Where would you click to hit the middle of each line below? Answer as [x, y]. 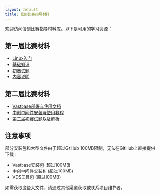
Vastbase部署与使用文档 [36, 106]
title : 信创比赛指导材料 [27, 14]
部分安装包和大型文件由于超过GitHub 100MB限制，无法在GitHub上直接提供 [80, 148]
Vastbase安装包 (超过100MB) [41, 165]
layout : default [22, 10]
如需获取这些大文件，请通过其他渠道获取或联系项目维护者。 [65, 187]
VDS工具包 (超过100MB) [36, 177]
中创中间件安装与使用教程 [38, 113]
